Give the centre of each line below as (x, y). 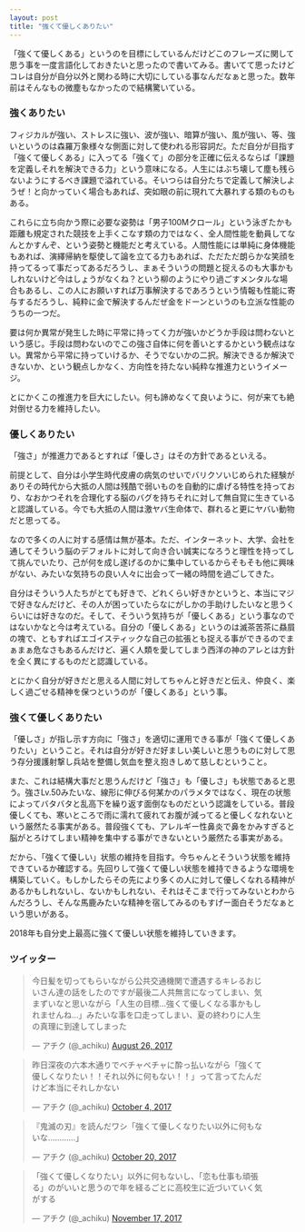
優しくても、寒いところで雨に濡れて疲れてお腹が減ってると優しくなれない (148, 815)
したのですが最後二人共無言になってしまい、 (171, 992)
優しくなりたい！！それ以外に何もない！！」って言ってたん (143, 1076)
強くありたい (38, 113)
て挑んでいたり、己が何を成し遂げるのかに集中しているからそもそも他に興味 (152, 562)
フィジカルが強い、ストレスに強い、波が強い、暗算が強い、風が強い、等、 (148, 134)
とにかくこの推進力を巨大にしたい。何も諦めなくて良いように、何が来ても (148, 397)
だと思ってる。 (37, 521)
